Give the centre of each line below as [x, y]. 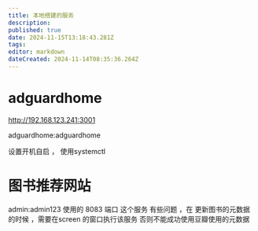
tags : [17, 45]
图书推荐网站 [50, 186]
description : [29, 23]
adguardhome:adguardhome [54, 135]
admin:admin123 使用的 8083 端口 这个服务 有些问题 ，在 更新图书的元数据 [129, 209]
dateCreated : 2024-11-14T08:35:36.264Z [74, 60]
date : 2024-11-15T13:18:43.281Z [61, 37]
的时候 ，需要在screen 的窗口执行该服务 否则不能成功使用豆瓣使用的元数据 [129, 219]
